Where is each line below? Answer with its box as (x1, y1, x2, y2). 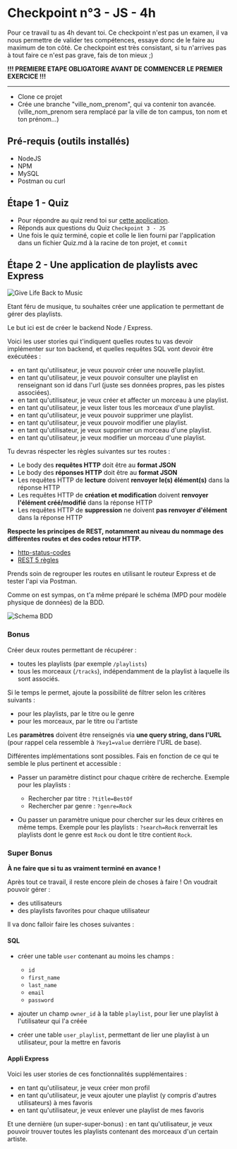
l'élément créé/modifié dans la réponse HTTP (17, 498, 153, 507)
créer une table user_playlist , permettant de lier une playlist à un (17, 1030, 209, 1039)
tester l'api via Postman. (7, 577, 78, 586)
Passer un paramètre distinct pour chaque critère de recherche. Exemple (17, 772, 230, 782)
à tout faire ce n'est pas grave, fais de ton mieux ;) (7, 51, 154, 59)
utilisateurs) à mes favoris (17, 1099, 93, 1107)
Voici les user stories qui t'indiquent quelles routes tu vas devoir (7, 337, 193, 346)
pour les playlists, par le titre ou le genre (17, 709, 135, 718)
